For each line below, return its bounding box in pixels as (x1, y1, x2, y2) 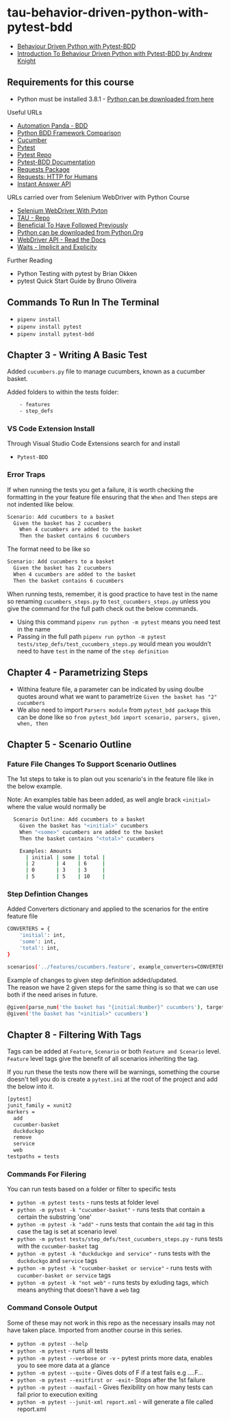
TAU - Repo (16, 213, 50, 222)
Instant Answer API (16, 180, 71, 188)
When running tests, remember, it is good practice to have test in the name (7, 590, 218, 598)
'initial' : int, (19, 932, 66, 939)
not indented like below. (7, 500, 74, 509)
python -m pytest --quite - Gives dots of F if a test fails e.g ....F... (16, 1368, 203, 1377)
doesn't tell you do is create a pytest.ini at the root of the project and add (7, 1075, 218, 1084)
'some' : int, (19, 938, 57, 945)
